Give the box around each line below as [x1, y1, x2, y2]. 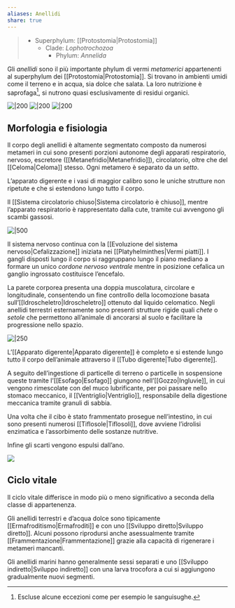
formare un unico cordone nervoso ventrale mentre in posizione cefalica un [7, 262, 225, 270]
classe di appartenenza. [7, 500, 77, 509]
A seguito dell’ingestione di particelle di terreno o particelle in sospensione [7, 369, 222, 377]
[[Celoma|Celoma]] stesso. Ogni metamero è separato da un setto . [7, 163, 199, 171]
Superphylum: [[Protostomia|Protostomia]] [34, 36, 157, 44]
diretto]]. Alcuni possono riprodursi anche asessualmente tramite [7, 529, 194, 537]
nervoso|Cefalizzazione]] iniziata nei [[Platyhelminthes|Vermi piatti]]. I [7, 247, 209, 256]
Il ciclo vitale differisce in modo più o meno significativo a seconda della [7, 493, 215, 501]
